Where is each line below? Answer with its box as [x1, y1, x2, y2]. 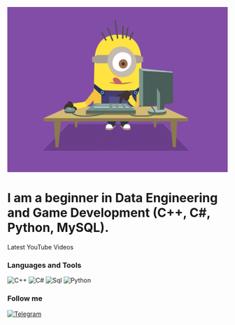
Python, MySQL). [7, 220, 110, 236]
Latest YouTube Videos [7, 243, 74, 251]
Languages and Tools [7, 260, 82, 270]
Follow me [7, 294, 43, 303]
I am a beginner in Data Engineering [7, 190, 218, 206]
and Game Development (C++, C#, [7, 205, 211, 221]
